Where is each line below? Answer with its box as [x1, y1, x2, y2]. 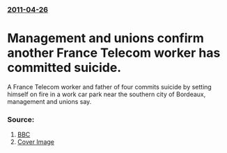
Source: [7, 114, 35, 124]
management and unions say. [7, 97, 92, 105]
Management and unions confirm [7, 30, 204, 46]
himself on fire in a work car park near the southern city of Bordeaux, [7, 90, 206, 98]
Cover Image [17, 138, 54, 146]
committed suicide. [7, 60, 122, 75]
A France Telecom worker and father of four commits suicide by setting [7, 82, 212, 91]
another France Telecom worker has [7, 45, 221, 61]
